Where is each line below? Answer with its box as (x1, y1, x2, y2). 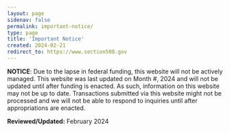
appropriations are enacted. (7, 104, 86, 112)
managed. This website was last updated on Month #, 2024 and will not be (7, 74, 218, 82)
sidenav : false (7, 16, 51, 23)
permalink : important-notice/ (7, 23, 94, 30)
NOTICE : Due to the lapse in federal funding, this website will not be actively (7, 67, 223, 76)
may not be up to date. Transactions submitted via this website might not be (7, 89, 222, 97)
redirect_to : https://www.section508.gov (7, 49, 128, 56)
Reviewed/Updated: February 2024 (7, 117, 109, 125)
